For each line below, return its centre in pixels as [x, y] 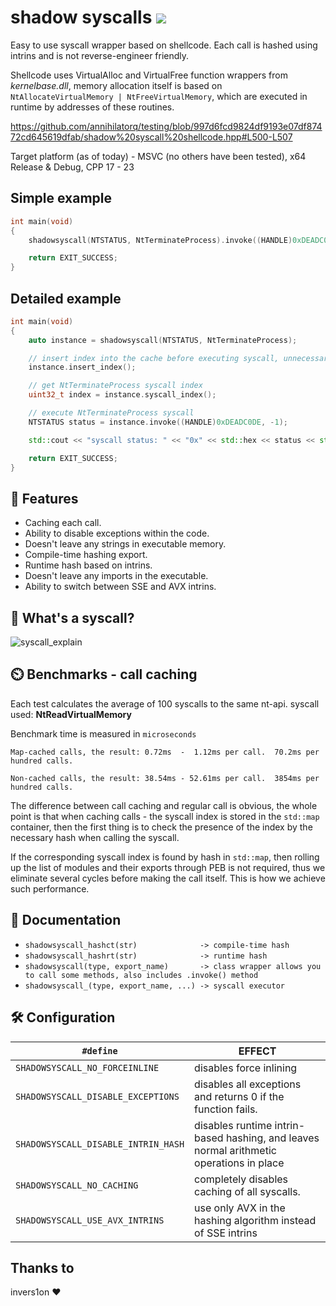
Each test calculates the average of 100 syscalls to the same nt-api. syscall [165, 703]
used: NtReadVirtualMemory [71, 714]
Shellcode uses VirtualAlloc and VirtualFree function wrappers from [149, 75]
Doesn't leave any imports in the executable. [116, 576]
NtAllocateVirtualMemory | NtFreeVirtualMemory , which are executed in [159, 96]
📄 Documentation [66, 920]
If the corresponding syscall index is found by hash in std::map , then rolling [165, 857]
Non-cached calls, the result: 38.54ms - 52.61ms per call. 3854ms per [165, 778]
